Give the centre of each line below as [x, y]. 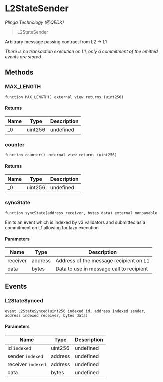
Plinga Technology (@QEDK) [35, 22]
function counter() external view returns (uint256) [61, 155]
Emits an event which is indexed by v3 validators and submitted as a [75, 222]
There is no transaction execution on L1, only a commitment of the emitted [81, 51]
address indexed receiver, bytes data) [47, 315]
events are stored [23, 57]
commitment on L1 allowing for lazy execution [52, 227]
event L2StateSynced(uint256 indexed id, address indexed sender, [76, 311]
